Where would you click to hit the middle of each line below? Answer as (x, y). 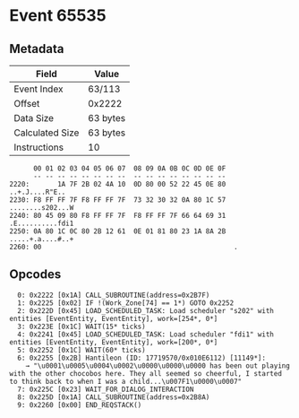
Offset (27, 104)
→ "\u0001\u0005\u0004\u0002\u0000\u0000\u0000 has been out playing (158, 366)
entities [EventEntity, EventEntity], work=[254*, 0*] (114, 318)
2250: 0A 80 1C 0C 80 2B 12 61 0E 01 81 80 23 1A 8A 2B (118, 231)
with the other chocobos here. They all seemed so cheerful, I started (145, 373)
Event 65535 (58, 16)
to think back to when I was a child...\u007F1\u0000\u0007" (126, 381)
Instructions (39, 147)
